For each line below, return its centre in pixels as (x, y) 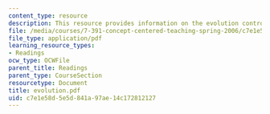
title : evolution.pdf (45, 90)
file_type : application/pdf (55, 38)
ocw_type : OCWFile (39, 61)
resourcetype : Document (48, 83)
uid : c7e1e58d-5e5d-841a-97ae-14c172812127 (82, 98)
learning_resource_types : (51, 46)
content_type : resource (48, 16)
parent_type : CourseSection (55, 75)
